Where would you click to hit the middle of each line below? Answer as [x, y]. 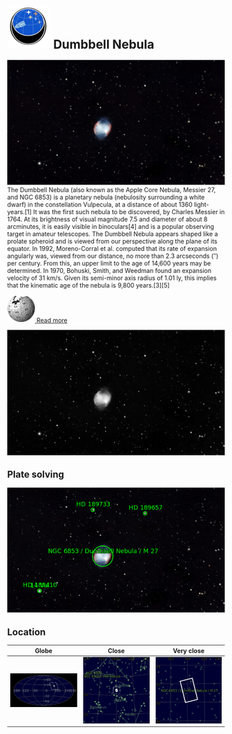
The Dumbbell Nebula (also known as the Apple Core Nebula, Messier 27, [112, 190]
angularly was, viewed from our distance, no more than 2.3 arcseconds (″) [113, 256]
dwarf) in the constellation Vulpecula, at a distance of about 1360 [100, 205]
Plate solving [36, 474]
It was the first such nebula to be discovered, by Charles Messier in [129, 212]
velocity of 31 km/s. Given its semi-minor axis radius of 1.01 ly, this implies [112, 278]
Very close [188, 650]
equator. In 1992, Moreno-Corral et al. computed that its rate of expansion [112, 249]
